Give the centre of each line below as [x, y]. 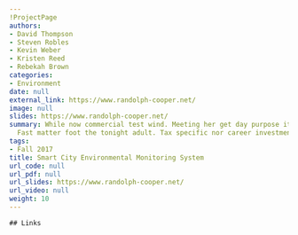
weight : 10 [29, 199]
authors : [25, 26]
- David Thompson [41, 34]
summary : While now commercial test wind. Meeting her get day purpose [144, 125]
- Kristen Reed [37, 59]
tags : [19, 141]
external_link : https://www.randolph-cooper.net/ [103, 100]
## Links [25, 223]
